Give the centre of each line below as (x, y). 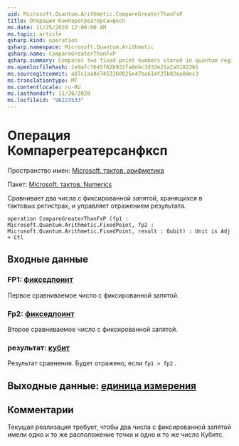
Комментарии (41, 410)
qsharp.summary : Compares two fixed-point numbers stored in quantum (113, 61)
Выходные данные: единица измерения (102, 386)
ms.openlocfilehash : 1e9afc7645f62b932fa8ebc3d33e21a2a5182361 (103, 67)
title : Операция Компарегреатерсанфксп (67, 21)
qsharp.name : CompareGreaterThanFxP (62, 54)
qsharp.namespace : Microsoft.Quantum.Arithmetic (81, 47)
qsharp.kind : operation (43, 41)
